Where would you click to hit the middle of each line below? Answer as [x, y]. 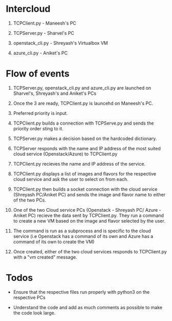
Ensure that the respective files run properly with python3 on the [81, 292]
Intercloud [28, 9]
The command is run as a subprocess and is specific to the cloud [82, 231]
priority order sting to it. [38, 128]
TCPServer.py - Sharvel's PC [44, 33]
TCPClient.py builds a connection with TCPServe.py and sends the [83, 123]
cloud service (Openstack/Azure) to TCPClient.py [65, 154]
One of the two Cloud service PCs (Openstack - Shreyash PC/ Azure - [87, 210]
